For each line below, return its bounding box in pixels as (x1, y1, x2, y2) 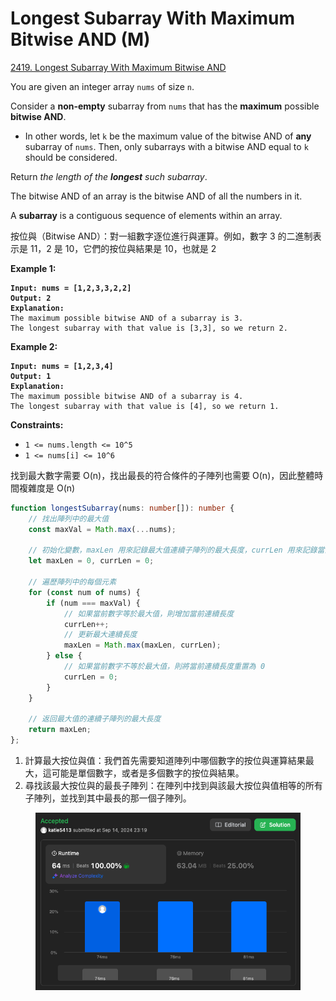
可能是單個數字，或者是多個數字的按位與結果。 (51, 767, 245, 779)
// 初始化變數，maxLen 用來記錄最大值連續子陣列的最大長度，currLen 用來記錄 (28, 545, 318, 556)
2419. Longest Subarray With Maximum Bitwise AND (10, 61, 227, 73)
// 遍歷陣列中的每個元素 (28, 577, 117, 587)
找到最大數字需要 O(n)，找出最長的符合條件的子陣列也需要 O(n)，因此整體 (10, 469, 315, 481)
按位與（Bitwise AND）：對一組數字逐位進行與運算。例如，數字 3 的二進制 (10, 230, 313, 242)
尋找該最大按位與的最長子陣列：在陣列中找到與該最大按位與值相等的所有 (24, 780, 323, 792)
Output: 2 (10, 293, 52, 303)
